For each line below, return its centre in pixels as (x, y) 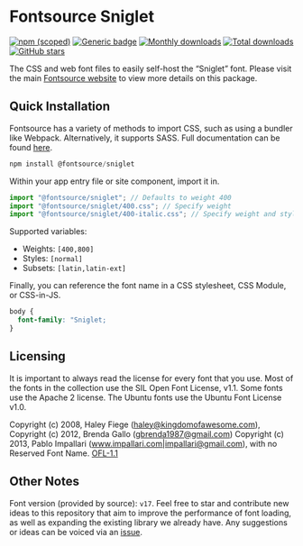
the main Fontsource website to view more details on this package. (133, 77)
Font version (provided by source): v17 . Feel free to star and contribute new (149, 503)
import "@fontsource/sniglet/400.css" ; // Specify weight (120, 206)
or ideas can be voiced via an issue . (76, 532)
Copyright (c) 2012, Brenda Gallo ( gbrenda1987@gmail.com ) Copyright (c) (147, 433)
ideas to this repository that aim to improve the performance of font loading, (150, 513)
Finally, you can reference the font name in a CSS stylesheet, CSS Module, (148, 286)
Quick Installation (60, 107)
